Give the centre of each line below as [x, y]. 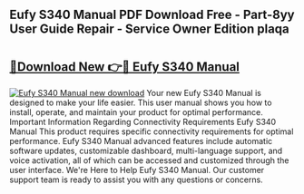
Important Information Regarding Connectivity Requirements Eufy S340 [143, 122]
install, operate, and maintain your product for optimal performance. [136, 112]
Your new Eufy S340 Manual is [204, 93]
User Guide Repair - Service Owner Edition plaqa [150, 29]
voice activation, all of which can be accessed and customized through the [149, 160]
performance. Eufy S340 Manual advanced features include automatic [141, 141]
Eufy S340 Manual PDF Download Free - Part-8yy [152, 15]
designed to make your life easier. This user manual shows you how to [141, 102]
